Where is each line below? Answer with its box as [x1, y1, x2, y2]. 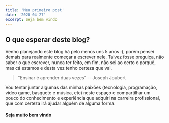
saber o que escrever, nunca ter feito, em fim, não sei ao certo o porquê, [5, 59, 156, 66]
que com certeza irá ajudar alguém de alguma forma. [5, 100, 116, 106]
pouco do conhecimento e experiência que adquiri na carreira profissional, [5, 95, 160, 101]
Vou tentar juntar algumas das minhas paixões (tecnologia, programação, [5, 84, 157, 91]
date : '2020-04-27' [5, 12, 46, 17]
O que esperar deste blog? [5, 35, 90, 44]
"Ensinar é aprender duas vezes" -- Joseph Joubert [17, 75, 126, 81]
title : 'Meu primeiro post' [5, 7, 65, 13]
